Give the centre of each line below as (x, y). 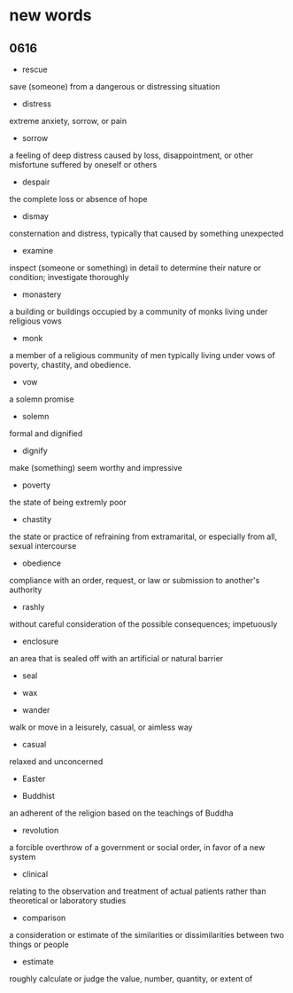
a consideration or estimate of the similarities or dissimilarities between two (147, 935)
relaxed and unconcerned (56, 762)
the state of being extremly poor (68, 502)
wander (36, 710)
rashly (33, 607)
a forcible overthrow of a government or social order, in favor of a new (137, 847)
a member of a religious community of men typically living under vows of (143, 355)
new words (50, 16)
